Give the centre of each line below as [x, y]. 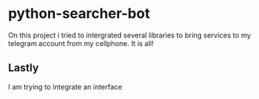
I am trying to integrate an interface [65, 87]
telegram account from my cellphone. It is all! [81, 43]
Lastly [24, 68]
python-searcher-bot [79, 14]
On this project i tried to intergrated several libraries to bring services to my [129, 35]
